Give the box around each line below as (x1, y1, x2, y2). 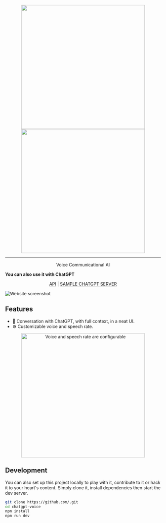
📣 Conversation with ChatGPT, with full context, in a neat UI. (12, 318, 135, 324)
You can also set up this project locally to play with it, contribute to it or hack (5, 479, 161, 485)
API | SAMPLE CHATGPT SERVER (49, 281, 117, 287)
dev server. (5, 490, 28, 496)
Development (5, 466, 48, 475)
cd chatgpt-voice (5, 504, 41, 509)
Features (5, 305, 33, 314)
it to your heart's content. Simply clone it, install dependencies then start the (5, 484, 161, 491)
